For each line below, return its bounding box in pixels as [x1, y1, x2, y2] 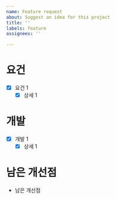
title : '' [6, 20, 31, 26]
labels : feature [6, 25, 46, 31]
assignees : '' [6, 31, 42, 37]
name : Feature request [6, 8, 62, 15]
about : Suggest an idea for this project [6, 14, 111, 20]
